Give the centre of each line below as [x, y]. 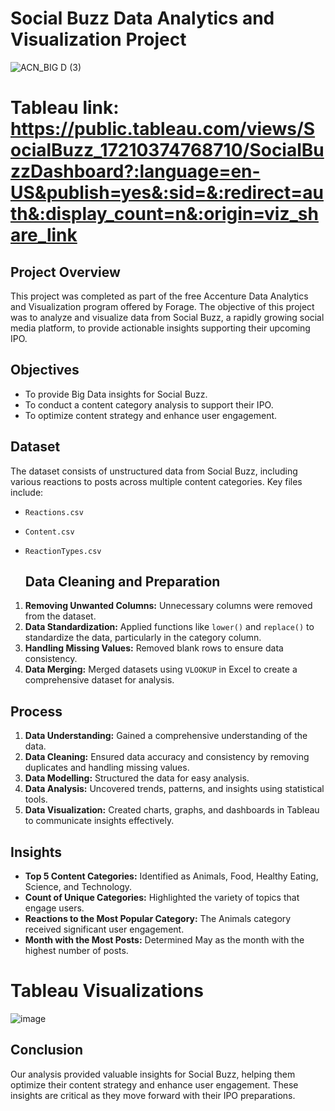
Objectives [45, 370]
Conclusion [47, 1050]
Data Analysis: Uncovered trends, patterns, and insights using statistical [174, 789]
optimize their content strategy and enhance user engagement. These [154, 1084]
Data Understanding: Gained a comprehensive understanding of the [166, 736]
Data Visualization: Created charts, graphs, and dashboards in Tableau [172, 810]
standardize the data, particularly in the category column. [143, 638]
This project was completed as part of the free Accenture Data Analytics [159, 296]
